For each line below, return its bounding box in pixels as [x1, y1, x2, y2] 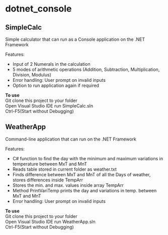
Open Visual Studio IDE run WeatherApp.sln [5, 218, 96, 224]
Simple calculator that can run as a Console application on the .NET [5, 36, 145, 42]
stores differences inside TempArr [12, 177, 83, 183]
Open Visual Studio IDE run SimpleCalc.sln [5, 103, 93, 108]
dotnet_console [5, 3, 72, 15]
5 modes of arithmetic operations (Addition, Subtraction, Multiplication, [12, 66, 160, 72]
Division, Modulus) [12, 72, 52, 78]
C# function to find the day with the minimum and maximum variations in [12, 155, 163, 161]
